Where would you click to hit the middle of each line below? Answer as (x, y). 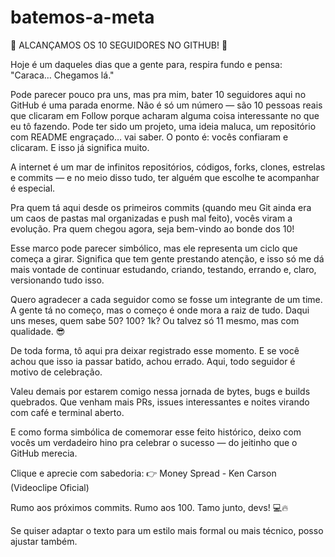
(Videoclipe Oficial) (50, 487)
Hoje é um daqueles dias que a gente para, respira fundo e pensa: (146, 64)
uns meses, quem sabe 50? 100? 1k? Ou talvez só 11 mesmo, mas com (155, 320)
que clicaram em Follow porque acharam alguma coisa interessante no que (165, 115)
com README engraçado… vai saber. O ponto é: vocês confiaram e (149, 137)
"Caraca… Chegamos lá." (62, 75)
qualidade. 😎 (38, 331)
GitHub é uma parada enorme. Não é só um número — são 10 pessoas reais (166, 105)
